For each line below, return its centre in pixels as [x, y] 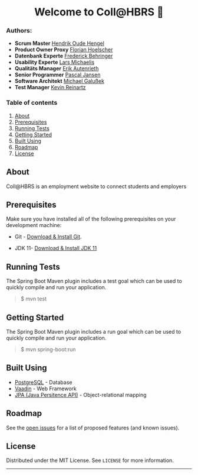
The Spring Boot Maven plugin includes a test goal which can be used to [94, 281]
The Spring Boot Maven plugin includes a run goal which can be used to [94, 332]
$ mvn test [34, 299]
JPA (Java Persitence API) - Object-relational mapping [80, 395]
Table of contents [32, 103]
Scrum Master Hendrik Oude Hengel [60, 43]
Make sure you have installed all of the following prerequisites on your [91, 219]
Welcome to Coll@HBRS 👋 [99, 12]
